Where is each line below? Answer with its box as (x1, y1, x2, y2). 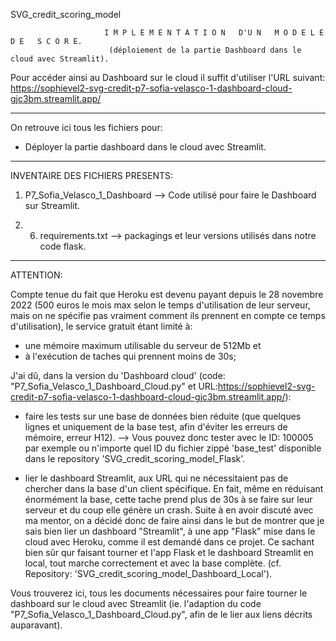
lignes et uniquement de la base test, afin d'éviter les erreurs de (24, 421, 288, 433)
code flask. (39, 240, 87, 252)
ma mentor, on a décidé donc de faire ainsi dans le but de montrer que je (24, 515, 325, 526)
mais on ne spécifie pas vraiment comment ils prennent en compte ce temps (10, 310, 326, 321)
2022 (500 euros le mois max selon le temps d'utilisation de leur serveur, (10, 299, 311, 311)
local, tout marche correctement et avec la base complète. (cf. (24, 557, 282, 569)
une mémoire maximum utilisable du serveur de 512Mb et (24, 340, 262, 351)
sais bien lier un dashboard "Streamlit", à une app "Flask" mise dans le (24, 525, 316, 537)
